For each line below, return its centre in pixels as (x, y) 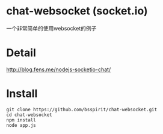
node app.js (21, 125)
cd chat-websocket (29, 115)
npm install (21, 120)
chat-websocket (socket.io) (77, 11)
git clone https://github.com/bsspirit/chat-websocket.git (82, 109)
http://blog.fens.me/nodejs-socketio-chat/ (59, 69)
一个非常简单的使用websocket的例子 (51, 28)
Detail (21, 53)
